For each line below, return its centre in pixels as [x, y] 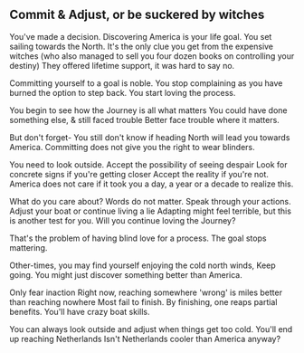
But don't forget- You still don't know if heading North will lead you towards [150, 137]
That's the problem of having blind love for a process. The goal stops [138, 238]
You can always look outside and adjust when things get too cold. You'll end [151, 329]
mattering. [28, 247]
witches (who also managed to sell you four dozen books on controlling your [152, 56]
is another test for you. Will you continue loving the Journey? [123, 220]
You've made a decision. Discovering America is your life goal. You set [141, 36]
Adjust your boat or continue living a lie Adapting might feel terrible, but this [151, 211]
